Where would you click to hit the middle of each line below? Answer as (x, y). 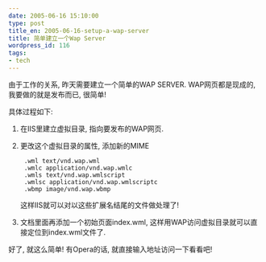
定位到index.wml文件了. (66, 232)
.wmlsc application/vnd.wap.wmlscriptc (91, 182)
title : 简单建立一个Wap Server (57, 38)
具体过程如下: (31, 111)
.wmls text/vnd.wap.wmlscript (75, 175)
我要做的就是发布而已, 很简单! (57, 94)
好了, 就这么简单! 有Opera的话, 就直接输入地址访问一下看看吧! (110, 249)
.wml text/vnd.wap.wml (62, 161)
